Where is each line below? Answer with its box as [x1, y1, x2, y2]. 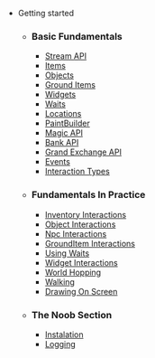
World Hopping [44, 267, 102, 278]
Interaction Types [44, 166, 110, 177]
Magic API [44, 127, 84, 138]
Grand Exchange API [44, 146, 122, 157]
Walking [44, 276, 75, 287]
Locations [44, 108, 82, 119]
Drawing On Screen [44, 286, 118, 297]
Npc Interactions [44, 228, 107, 239]
